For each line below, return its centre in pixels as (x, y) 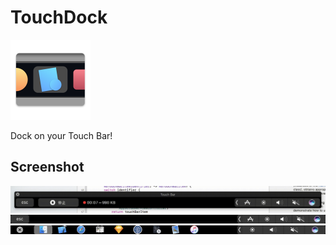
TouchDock (59, 17)
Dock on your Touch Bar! (61, 135)
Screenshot (47, 167)
